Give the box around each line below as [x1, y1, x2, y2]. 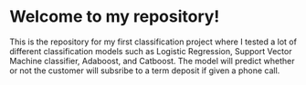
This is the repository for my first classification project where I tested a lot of [9, 36, 297, 47]
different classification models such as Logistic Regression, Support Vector [9, 45, 292, 56]
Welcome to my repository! [9, 6, 220, 27]
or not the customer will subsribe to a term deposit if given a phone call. [9, 65, 280, 76]
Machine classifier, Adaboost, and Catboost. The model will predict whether [9, 55, 295, 66]
